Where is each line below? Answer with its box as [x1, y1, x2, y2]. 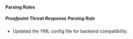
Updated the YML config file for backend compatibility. [12, 28, 128, 34]
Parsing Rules [5, 4, 36, 10]
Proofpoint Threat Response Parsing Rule [5, 15, 95, 21]
